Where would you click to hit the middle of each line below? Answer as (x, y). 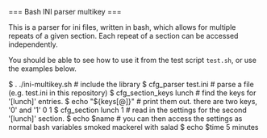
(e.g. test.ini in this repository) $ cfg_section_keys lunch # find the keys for (132, 93)
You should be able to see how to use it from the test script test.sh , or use (132, 60)
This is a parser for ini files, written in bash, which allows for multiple (122, 27)
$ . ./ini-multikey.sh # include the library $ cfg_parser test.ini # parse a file (131, 84)
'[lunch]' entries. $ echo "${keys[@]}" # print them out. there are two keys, (133, 101)
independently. (33, 44)
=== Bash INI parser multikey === (65, 12)
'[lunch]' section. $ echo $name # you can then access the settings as (125, 119)
